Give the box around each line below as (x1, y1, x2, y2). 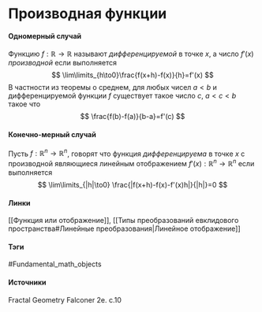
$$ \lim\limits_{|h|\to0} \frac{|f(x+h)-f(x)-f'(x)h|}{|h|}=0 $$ (37, 180, 228, 189)
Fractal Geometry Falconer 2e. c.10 (8, 295, 122, 304)
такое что (8, 99, 41, 109)
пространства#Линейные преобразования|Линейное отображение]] (8, 224, 241, 233)
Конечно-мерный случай (8, 129, 96, 139)
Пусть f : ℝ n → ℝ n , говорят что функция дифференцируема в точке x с (8, 147, 245, 158)
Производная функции (8, 5, 167, 23)
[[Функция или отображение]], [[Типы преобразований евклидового (8, 216, 239, 225)
